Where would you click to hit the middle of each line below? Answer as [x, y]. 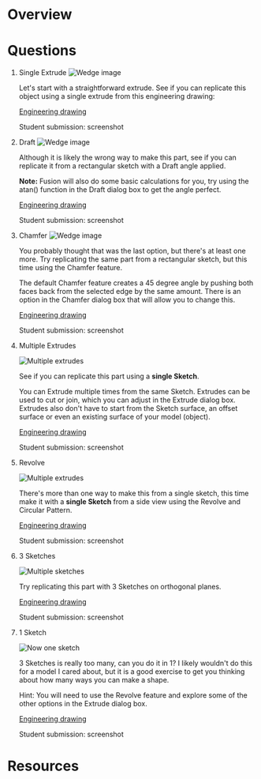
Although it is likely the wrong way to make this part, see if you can [128, 158]
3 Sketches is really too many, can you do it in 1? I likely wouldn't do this [136, 663]
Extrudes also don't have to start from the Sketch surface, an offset [128, 408]
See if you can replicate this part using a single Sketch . [109, 376]
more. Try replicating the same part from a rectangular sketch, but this [133, 259]
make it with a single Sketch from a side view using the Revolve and [130, 502]
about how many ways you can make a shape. [94, 680]
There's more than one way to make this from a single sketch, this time [134, 493]
